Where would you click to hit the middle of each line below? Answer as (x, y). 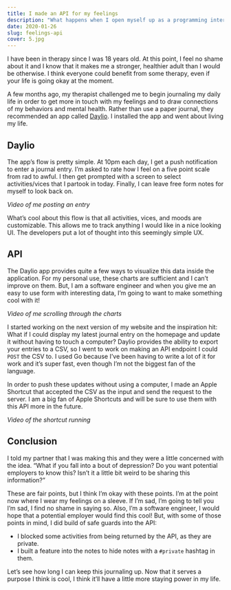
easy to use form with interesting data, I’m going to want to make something (114, 293)
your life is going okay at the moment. (60, 81)
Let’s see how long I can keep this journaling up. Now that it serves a (104, 571)
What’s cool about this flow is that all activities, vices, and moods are (104, 217)
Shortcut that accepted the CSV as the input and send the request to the (110, 391)
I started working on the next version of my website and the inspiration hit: (112, 327)
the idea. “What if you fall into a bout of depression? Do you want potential (112, 465)
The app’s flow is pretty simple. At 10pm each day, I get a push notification (112, 161)
